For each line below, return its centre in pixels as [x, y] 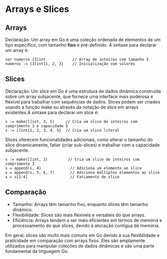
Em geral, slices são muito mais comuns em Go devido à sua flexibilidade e [82, 235]
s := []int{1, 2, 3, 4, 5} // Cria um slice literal [62, 130]
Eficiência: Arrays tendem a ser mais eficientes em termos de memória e [87, 220]
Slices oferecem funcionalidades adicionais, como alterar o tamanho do [79, 139]
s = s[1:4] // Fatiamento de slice [62, 177]
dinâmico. [22, 209]
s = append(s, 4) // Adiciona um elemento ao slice [73, 168]
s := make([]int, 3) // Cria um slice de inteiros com [72, 159]
